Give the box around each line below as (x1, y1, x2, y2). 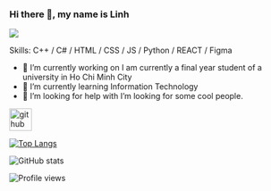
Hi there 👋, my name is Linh (9, 8, 130, 21)
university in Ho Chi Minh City (21, 71, 132, 83)
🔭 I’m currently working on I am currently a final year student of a (21, 62, 262, 73)
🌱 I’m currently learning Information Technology (21, 81, 199, 92)
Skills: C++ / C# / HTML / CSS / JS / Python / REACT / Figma (9, 45, 233, 56)
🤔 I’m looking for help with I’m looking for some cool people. (21, 91, 243, 102)
